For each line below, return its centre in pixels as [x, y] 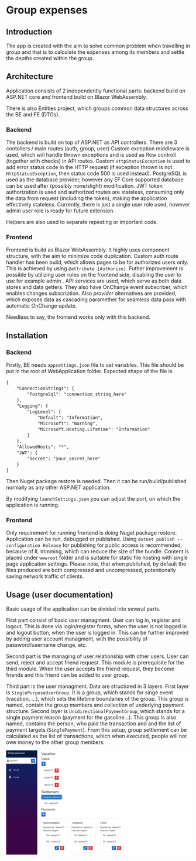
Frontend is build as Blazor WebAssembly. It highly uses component [88, 250]
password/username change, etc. [47, 645]
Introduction [29, 32]
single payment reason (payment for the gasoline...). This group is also [91, 718]
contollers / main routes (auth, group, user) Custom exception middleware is [98, 149]
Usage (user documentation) [60, 595]
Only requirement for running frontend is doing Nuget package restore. [92, 533]
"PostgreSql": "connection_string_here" [77, 395]
